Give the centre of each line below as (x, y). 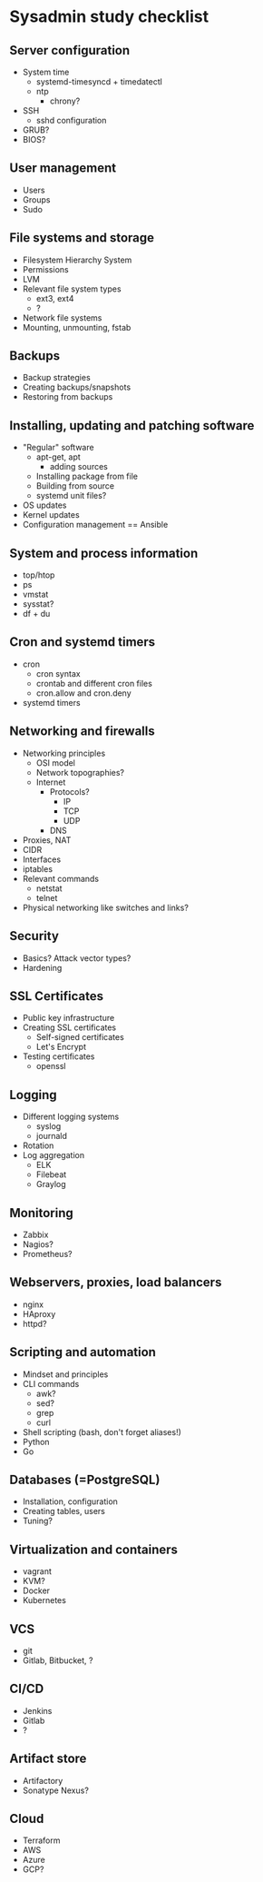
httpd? (34, 1323)
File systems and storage (82, 238)
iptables (37, 868)
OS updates (44, 505)
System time (46, 72)
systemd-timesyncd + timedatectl (99, 82)
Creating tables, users (64, 1511)
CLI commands (51, 1383)
